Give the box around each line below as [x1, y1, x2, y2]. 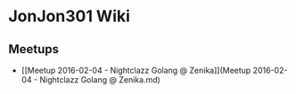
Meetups [8, 42, 60, 57]
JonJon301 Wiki [8, 6, 131, 27]
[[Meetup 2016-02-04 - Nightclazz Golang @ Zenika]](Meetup [21, 65, 251, 75]
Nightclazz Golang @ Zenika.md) [38, 74, 161, 85]
